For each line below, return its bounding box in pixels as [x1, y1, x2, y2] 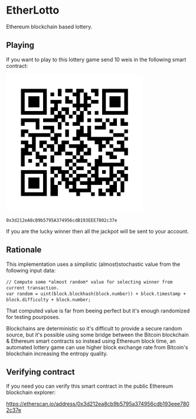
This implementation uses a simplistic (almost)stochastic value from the [6, 261, 181, 268]
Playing [6, 40, 34, 50]
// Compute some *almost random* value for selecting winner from [6, 279, 173, 285]
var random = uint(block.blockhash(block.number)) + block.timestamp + [6, 291, 186, 297]
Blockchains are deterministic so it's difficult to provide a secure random [6, 324, 182, 332]
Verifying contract [6, 367, 75, 377]
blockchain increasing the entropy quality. [6, 350, 108, 357]
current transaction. [6, 285, 60, 291]
